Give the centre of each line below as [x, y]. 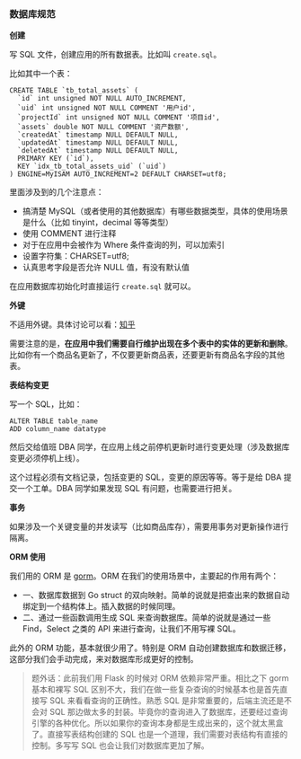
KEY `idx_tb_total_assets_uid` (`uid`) [92, 167]
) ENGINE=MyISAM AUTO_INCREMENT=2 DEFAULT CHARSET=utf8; [118, 174]
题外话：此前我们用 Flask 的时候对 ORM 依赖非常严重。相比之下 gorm [160, 678]
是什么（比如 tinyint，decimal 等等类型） [97, 223]
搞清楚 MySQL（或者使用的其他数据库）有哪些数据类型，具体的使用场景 [155, 211]
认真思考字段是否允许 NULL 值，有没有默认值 [106, 268]
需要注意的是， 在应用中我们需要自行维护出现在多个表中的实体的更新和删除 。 [151, 344]
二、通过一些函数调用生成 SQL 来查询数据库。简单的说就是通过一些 [146, 618]
